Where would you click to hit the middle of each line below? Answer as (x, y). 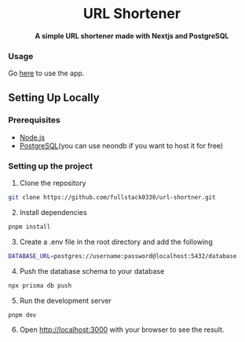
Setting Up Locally (54, 98)
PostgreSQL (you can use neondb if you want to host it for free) (121, 145)
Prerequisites (34, 120)
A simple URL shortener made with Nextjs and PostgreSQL (132, 35)
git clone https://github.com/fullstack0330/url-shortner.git (112, 198)
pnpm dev (22, 315)
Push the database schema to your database (92, 271)
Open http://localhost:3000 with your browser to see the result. (122, 329)
